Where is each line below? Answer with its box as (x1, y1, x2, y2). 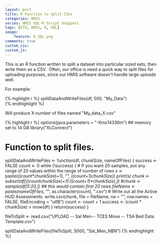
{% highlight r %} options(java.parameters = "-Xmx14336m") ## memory (5, 120, 151, 125)
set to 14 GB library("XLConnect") (5, 124, 73, 130)
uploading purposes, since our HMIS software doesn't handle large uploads (5, 71, 156, 77)
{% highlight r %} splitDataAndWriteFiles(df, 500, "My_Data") (5, 95, 127, 101)
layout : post (5, 7, 32, 12)
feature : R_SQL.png (14, 35, 53, 39)
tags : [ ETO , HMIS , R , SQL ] (5, 25, 60, 30)
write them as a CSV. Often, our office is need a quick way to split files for (5, 66, 154, 72)
